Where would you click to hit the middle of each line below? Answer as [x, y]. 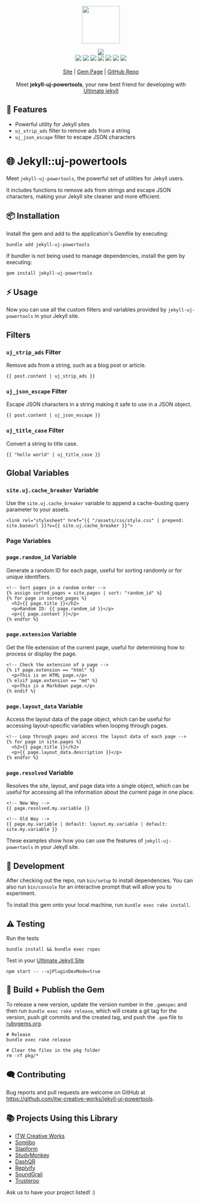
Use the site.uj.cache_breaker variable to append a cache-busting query [98, 503]
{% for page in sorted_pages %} [47, 598]
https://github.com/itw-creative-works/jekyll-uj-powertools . [80, 1099]
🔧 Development [35, 866]
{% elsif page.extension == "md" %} [52, 680]
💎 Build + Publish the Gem [56, 990]
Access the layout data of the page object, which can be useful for [89, 719]
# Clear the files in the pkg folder [53, 1050]
